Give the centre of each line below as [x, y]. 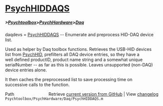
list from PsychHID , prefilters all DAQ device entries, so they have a [72, 55]
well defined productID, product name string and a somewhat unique [74, 60]
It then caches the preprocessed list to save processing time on [69, 80]
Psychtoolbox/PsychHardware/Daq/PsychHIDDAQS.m [54, 99]
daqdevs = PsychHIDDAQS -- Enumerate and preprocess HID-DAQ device [79, 35]
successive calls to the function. [37, 85]
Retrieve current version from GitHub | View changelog [103, 94]
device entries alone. [26, 70]
